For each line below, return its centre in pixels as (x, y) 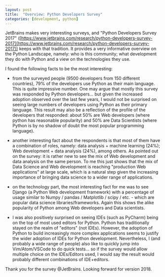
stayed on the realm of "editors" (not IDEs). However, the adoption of (82, 228)
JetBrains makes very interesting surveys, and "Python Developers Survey (81, 33)
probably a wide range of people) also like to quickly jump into (76, 244)
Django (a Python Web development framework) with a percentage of (83, 192)
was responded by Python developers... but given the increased (77, 94)
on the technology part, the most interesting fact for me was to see (81, 187)
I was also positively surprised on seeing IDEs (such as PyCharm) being (85, 218)
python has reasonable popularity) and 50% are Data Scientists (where (84, 120)
